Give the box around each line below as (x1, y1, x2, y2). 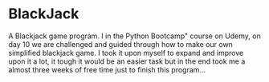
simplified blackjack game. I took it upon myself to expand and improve (8, 48, 244, 57)
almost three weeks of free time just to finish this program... (8, 64, 206, 74)
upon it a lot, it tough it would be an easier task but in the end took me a (8, 57, 246, 66)
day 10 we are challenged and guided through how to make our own (8, 39, 233, 49)
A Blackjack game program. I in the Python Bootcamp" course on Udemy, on (8, 31, 261, 41)
